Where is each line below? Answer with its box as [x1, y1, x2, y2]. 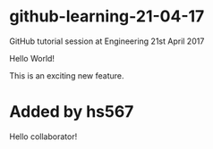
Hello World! [9, 53, 55, 63]
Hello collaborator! [9, 131, 78, 142]
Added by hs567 [9, 102, 134, 122]
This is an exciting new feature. [9, 70, 124, 81]
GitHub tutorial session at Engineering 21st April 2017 [9, 36, 205, 46]
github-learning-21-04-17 [9, 6, 205, 27]
